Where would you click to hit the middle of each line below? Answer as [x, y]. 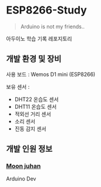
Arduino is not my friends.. [53, 26]
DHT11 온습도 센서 [36, 106]
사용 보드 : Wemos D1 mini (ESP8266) [51, 74]
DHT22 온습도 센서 [36, 99]
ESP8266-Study [46, 10]
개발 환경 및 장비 [34, 59]
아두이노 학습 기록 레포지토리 [39, 38]
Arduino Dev [21, 179]
